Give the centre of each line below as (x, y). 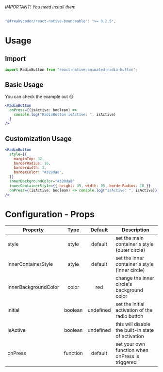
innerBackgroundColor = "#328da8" (42, 181)
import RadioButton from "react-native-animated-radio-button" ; (71, 70)
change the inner (135, 278)
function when (132, 350)
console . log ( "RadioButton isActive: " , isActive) (65, 114)
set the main (130, 238)
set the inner (130, 258)
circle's (124, 284)
